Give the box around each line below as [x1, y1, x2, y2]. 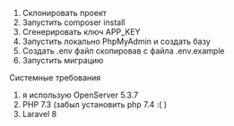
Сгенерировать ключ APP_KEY [22, 27, 141, 37]
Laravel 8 [22, 109, 57, 119]
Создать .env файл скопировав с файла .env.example [22, 46, 225, 56]
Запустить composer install [22, 17, 126, 28]
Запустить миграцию [22, 55, 104, 65]
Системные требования [9, 72, 101, 83]
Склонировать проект [22, 8, 108, 18]
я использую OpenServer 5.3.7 [22, 89, 139, 100]
